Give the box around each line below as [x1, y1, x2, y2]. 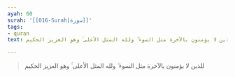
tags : [7, 23, 23, 30]
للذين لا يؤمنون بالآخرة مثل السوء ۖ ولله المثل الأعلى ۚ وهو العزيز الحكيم [24, 62, 205, 70]
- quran [7, 29, 30, 37]
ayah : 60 [7, 10, 33, 17]
